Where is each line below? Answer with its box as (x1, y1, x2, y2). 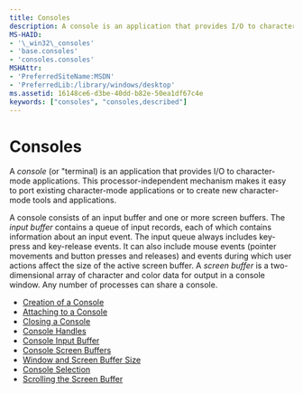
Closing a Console (22, 316, 91, 327)
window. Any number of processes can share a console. (9, 279, 218, 290)
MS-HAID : (9, 30, 42, 39)
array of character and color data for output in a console (56, 270, 266, 281)
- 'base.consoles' (9, 47, 78, 56)
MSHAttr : (9, 64, 42, 73)
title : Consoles (9, 13, 70, 23)
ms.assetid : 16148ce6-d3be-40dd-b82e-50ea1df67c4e (9, 89, 204, 98)
